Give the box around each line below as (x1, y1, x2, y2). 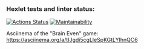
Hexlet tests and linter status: (6, 5, 95, 13)
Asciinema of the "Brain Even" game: (6, 30, 99, 37)
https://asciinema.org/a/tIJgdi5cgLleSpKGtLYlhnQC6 (6, 36, 138, 44)
